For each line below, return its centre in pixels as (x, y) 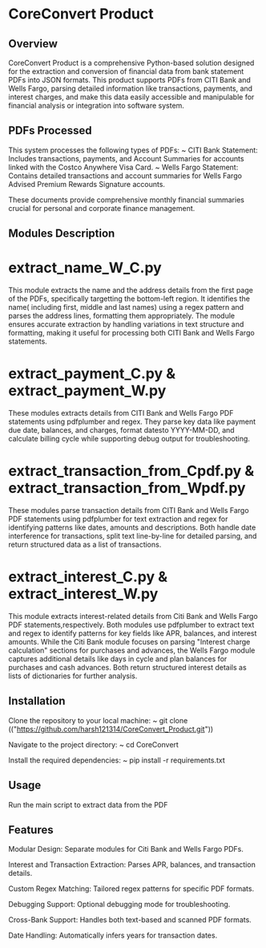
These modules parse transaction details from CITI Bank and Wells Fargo (129, 511)
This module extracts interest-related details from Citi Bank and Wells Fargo (133, 616)
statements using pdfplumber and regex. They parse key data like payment (132, 421)
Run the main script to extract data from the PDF (88, 804)
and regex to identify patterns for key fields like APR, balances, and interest (133, 633)
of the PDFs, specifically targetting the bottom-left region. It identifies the (129, 299)
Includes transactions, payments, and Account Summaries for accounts (126, 158)
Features (31, 830)
